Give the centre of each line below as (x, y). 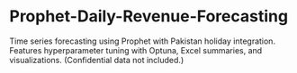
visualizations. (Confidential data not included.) (97, 60)
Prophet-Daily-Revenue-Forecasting (149, 16)
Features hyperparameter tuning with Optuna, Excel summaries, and (136, 50)
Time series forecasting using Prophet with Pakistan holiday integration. (143, 41)
